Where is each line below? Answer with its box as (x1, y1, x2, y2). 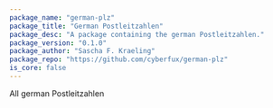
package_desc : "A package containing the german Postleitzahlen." (9, 30, 265, 39)
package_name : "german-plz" (9, 13, 116, 22)
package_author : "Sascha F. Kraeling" (9, 47, 155, 56)
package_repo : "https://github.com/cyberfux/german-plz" (9, 55, 229, 64)
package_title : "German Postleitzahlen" (9, 22, 165, 31)
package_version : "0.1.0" (9, 38, 107, 48)
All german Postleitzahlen (9, 87, 105, 99)
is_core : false (9, 64, 67, 73)
